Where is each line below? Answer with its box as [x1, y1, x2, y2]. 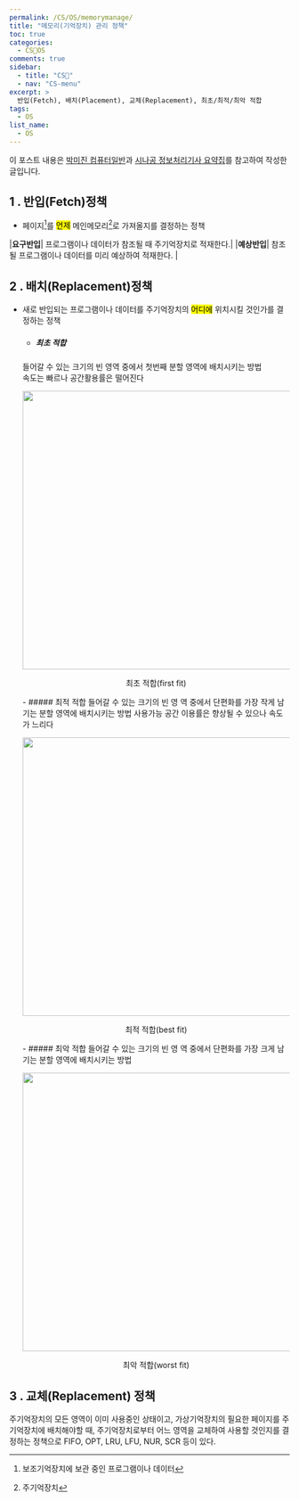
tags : [9, 104, 29, 113]
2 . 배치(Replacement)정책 [9, 278, 153, 294]
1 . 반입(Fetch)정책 [9, 194, 108, 209]
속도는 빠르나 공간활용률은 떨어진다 [21, 373, 144, 383]
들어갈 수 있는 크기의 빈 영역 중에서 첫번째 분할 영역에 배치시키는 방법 [21, 362, 263, 373]
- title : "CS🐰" [17, 71, 74, 80]
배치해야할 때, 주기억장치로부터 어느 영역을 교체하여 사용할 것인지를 [47, 1424, 280, 1435]
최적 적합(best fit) [125, 1024, 188, 1035]
